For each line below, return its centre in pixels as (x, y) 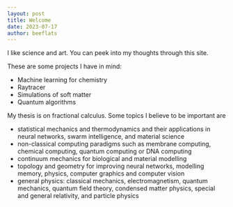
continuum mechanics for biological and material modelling (102, 159)
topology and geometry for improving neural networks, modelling (111, 166)
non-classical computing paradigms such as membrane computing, (114, 144)
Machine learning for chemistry (62, 80)
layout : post (26, 14)
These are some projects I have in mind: (64, 66)
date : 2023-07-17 (32, 26)
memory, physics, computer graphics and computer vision (101, 174)
